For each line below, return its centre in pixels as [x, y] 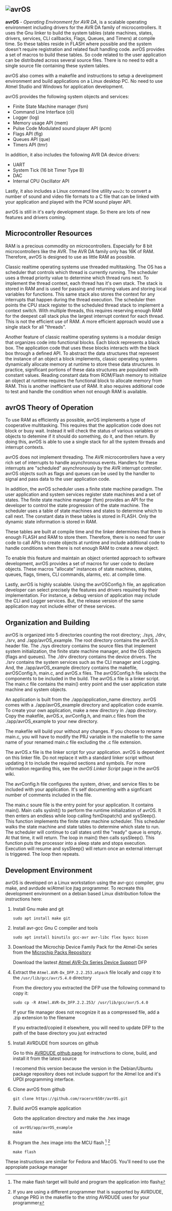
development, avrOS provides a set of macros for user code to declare [80, 564]
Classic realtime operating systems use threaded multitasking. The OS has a [86, 267]
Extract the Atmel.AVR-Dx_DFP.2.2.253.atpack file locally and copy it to [87, 972]
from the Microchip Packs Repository [52, 952]
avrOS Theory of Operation [49, 408]
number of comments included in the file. [49, 795]
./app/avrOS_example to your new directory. [52, 721]
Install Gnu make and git [38, 909]
